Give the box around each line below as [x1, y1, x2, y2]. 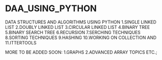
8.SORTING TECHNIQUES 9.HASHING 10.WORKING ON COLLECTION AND [5, 35, 157, 40]
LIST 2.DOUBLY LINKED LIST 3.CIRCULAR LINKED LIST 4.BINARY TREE [5, 24, 150, 30]
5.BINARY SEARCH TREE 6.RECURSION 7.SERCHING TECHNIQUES [5, 29, 141, 35]
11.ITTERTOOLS [5, 40, 37, 45]
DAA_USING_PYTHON [5, 3, 97, 14]
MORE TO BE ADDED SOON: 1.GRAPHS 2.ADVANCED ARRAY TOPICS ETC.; [5, 49, 158, 55]
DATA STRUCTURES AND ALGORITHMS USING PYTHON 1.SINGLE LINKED [5, 19, 157, 25]
